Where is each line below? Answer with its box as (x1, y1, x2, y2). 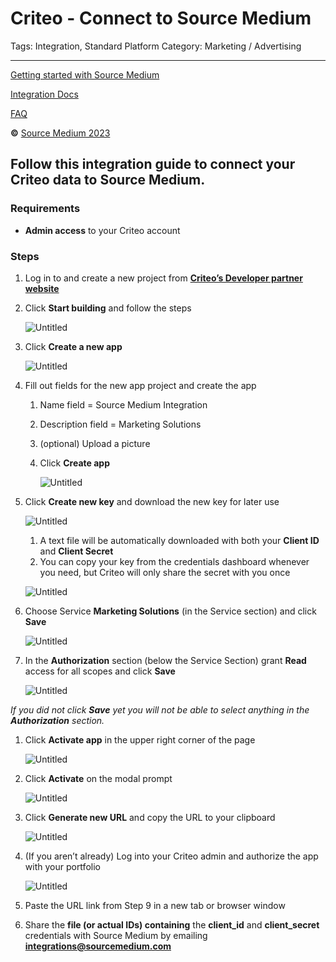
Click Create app (39, 457, 110, 469)
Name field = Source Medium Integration (39, 398, 208, 411)
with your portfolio (24, 860, 101, 872)
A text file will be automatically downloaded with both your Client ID (39, 534, 320, 546)
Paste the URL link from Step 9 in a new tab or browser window (24, 899, 286, 911)
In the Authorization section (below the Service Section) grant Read (24, 654, 307, 666)
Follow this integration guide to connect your (10, 156, 296, 173)
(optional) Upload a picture (39, 437, 151, 449)
